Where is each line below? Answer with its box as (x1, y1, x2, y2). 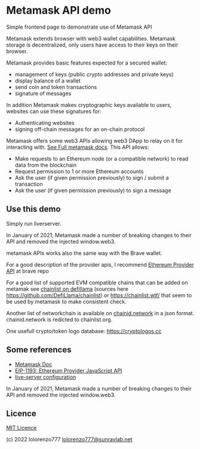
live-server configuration (14, 373, 76, 380)
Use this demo (6, 204, 61, 214)
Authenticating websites (14, 119, 75, 126)
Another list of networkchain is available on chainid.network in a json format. (6, 309, 195, 316)
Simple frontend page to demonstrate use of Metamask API (6, 23, 152, 30)
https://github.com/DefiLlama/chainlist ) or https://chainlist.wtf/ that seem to (6, 291, 192, 299)
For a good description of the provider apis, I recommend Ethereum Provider (6, 261, 194, 268)
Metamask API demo (6, 4, 112, 17)
